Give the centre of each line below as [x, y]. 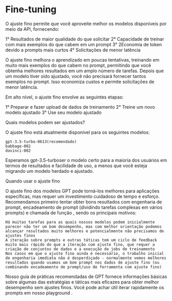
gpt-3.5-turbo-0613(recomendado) [41, 142]
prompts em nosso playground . [39, 293]
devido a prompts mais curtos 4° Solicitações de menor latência [73, 50]
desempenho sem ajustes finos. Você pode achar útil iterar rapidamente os [85, 287]
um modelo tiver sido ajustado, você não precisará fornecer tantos [76, 76]
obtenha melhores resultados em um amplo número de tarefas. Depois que [85, 71]
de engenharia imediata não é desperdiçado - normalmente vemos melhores [86, 258]
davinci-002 [18, 150]
